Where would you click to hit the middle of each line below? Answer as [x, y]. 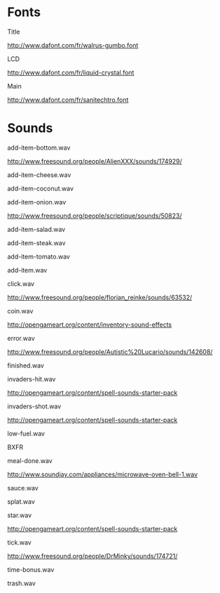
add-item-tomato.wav [39, 256]
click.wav [21, 284]
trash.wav [22, 583]
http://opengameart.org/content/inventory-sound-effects [90, 325]
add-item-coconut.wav [41, 188]
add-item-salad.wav [36, 229]
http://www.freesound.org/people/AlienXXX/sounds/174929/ [95, 161]
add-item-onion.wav [37, 202]
